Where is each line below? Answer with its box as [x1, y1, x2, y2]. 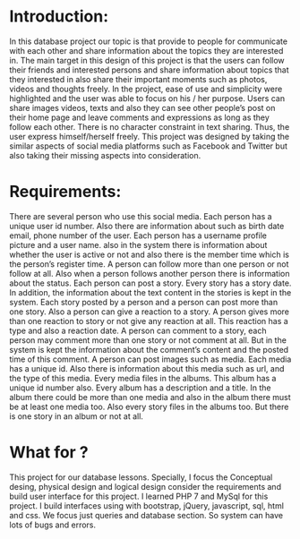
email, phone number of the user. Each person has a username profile [9, 230, 267, 241]
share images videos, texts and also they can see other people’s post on [9, 102, 276, 113]
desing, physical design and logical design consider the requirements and [9, 481, 282, 492]
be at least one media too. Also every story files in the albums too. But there [9, 401, 289, 412]
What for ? [9, 442, 90, 463]
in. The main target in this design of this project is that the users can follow [9, 55, 285, 65]
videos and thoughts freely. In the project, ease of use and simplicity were [9, 83, 283, 94]
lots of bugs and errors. [9, 519, 97, 530]
